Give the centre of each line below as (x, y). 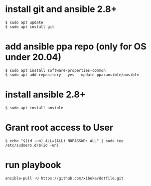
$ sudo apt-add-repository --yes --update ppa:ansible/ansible (72, 75)
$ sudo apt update (24, 22)
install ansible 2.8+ (46, 94)
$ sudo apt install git (30, 27)
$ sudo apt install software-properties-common (56, 70)
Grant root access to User (59, 128)
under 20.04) (33, 57)
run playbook (33, 165)
